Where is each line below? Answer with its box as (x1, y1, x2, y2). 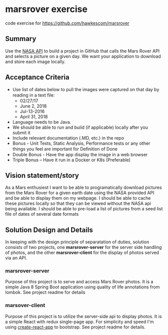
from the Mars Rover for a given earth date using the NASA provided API (5, 190, 154, 196)
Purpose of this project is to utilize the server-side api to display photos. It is (5, 313, 162, 319)
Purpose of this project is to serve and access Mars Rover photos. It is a (5, 279, 153, 285)
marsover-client (5, 302, 45, 309)
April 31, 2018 (19, 114, 48, 120)
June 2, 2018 (19, 103, 47, 109)
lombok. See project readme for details (5, 289, 85, 295)
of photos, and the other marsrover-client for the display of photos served (5, 249, 159, 256)
